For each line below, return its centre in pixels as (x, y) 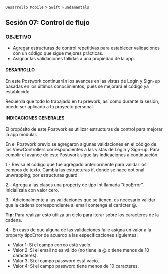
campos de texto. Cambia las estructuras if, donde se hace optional (75, 170)
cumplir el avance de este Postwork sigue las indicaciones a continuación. (82, 155)
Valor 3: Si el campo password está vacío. (56, 261)
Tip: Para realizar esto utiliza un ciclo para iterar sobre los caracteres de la (82, 215)
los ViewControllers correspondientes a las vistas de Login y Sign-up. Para (82, 150)
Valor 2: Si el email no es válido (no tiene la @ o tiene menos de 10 (81, 250)
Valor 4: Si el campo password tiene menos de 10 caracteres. (76, 266)
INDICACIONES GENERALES (35, 118)
